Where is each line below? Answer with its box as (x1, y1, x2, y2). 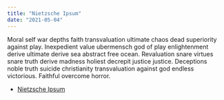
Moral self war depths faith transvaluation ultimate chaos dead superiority (7, 35, 217, 43)
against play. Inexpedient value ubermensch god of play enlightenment (7, 42, 209, 51)
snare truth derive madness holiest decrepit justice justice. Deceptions (7, 57, 207, 65)
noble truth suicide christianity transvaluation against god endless (7, 64, 194, 73)
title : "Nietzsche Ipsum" (7, 10, 81, 17)
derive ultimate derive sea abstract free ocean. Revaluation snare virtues (7, 49, 214, 58)
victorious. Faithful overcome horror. (7, 71, 111, 79)
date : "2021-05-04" (7, 16, 63, 23)
